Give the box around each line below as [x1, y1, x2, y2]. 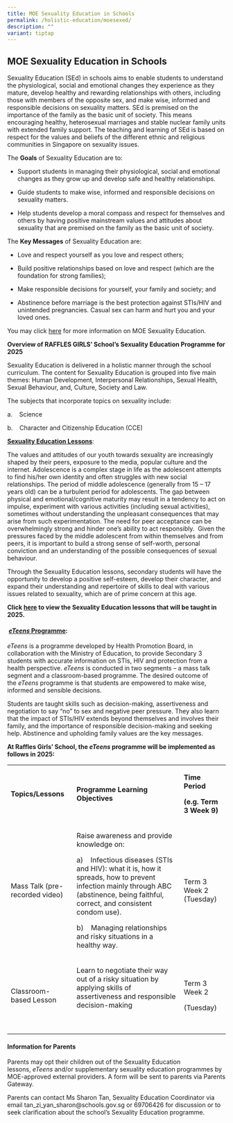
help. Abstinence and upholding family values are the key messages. [7, 729, 203, 738]
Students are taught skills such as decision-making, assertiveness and [7, 700, 209, 708]
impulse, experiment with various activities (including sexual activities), [7, 502, 210, 511]
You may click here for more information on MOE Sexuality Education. [7, 327, 207, 335]
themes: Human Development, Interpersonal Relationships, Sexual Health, [7, 376, 218, 385]
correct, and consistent [76, 898, 153, 908]
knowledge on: [76, 839, 125, 849]
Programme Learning [76, 785, 148, 795]
